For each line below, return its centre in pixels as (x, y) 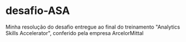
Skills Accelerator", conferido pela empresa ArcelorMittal (75, 33)
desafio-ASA (38, 11)
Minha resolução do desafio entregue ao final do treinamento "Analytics (93, 27)
